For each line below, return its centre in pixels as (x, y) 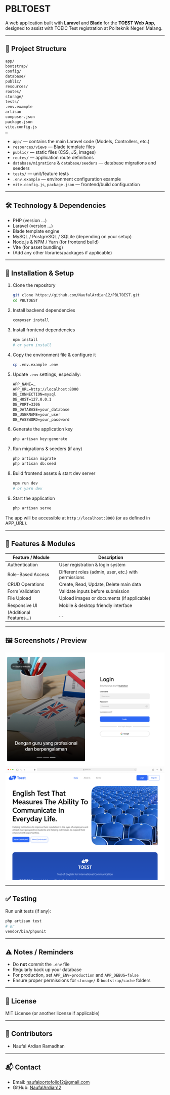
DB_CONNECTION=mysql (34, 394)
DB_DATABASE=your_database (41, 409)
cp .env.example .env (35, 365)
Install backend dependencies (44, 310)
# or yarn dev (27, 489)
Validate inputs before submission (94, 591)
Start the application (34, 498)
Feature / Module (31, 557)
